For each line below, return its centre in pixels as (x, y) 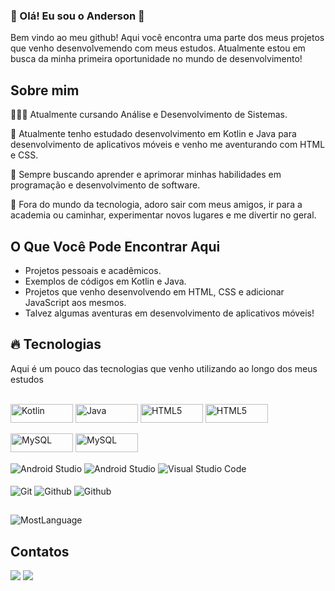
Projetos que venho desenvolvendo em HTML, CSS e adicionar (154, 291)
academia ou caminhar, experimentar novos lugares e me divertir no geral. (163, 215)
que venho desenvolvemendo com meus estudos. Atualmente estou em (158, 48)
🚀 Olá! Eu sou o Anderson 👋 (77, 16)
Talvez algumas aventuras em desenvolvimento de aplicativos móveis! (169, 313)
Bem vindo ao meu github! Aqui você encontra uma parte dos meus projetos (167, 38)
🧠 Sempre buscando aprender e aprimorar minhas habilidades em (146, 175)
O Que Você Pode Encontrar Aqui (115, 246)
